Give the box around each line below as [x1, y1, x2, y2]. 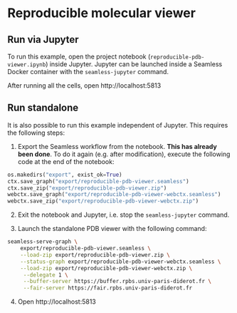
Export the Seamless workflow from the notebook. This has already [17, 142, 217, 150]
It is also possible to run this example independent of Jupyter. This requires [7, 120, 228, 129]
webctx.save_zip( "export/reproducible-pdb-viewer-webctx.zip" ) [7, 197, 199, 205]
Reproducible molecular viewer [7, 5, 196, 21]
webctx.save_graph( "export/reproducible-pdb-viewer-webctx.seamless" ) [7, 191, 221, 198]
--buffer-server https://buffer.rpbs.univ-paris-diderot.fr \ [23, 278, 212, 285]
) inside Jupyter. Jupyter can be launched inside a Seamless [45, 60, 223, 68]
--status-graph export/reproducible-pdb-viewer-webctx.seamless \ [20, 258, 221, 265]
